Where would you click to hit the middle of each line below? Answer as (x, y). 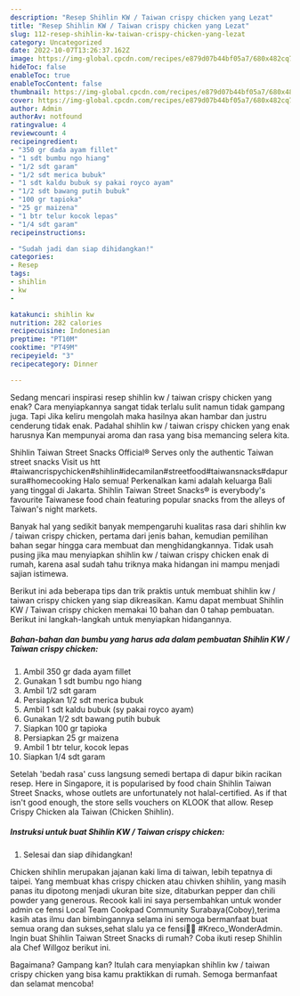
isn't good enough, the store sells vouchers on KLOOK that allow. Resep (142, 802)
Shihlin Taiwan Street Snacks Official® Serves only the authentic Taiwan (142, 452)
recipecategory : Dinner (54, 364)
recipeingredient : (44, 142)
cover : (22, 100)
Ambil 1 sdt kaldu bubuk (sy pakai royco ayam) (108, 709)
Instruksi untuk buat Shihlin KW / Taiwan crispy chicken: (118, 832)
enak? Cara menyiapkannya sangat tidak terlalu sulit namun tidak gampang (148, 407)
